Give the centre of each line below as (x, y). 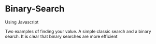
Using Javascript (22, 22)
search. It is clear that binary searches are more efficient (61, 36)
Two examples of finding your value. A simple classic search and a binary (78, 31)
